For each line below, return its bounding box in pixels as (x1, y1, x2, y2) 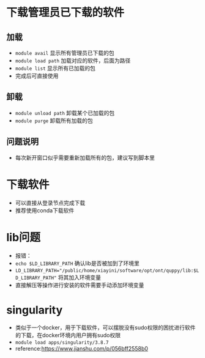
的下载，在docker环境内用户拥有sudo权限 (15, 332, 121, 339)
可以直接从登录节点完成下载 (15, 199, 86, 206)
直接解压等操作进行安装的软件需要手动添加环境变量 (15, 281, 144, 288)
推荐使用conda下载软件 (15, 206, 75, 214)
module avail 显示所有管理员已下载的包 (15, 50, 114, 56)
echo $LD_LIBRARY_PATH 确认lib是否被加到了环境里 (15, 259, 140, 267)
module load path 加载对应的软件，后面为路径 (15, 57, 131, 64)
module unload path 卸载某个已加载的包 (15, 109, 115, 116)
